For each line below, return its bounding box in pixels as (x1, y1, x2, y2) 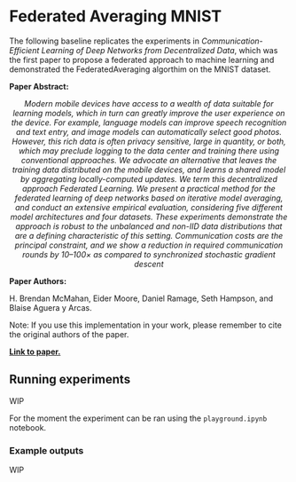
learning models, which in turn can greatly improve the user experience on (12, 107, 285, 118)
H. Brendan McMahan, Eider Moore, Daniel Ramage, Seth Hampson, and (9, 293, 274, 304)
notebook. (9, 422, 47, 432)
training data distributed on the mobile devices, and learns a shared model (12, 164, 286, 175)
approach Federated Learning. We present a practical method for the (21, 183, 277, 194)
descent (134, 258, 164, 269)
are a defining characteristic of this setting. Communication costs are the (14, 230, 284, 241)
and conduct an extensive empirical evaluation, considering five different (14, 201, 284, 212)
